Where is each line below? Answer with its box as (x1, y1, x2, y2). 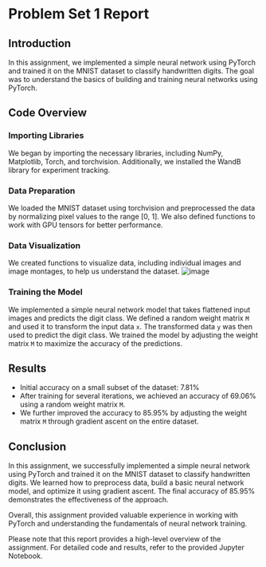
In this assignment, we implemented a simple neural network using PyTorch (8, 57, 256, 67)
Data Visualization (8, 240, 81, 251)
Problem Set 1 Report (8, 5, 150, 23)
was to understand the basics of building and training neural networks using (8, 75, 258, 84)
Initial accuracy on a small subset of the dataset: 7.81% (19, 383, 200, 392)
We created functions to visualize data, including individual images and (8, 258, 241, 268)
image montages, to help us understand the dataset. (8, 266, 180, 276)
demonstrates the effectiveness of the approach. (8, 495, 169, 505)
